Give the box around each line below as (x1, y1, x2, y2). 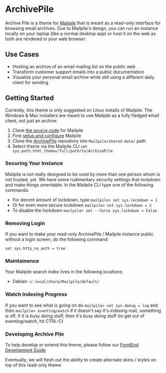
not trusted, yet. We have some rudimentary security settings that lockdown (5, 176, 161, 182)
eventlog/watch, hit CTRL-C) (5, 318, 64, 324)
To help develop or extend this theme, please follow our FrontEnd (5, 342, 139, 348)
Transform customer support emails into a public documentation (12, 69, 144, 75)
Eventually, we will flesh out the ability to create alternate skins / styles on (5, 357, 157, 363)
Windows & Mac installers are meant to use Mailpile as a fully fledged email (5, 112, 160, 118)
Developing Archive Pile (5, 330, 65, 337)
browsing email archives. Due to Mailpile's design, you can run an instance (5, 25, 158, 31)
